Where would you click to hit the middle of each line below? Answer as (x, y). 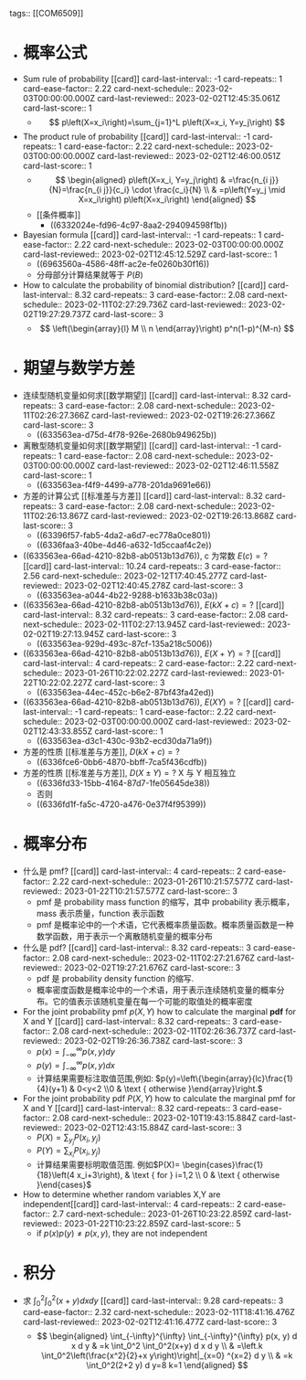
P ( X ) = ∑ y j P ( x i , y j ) (69, 1139)
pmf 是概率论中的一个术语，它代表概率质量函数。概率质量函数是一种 (165, 924)
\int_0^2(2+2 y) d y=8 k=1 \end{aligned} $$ (167, 1365)
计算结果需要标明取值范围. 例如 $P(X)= (108, 1164)
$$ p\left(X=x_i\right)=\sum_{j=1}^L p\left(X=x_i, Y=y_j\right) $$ (167, 122)
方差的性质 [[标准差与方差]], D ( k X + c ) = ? (101, 751)
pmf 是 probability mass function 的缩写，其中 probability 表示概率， (165, 902)
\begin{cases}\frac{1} (223, 1164)
